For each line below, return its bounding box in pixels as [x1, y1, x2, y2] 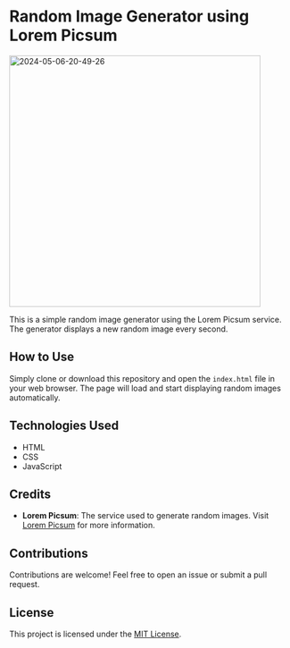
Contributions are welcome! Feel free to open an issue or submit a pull [9, 569, 268, 580]
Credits [9, 486, 52, 501]
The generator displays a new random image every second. [9, 324, 228, 334]
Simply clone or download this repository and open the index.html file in [9, 373, 275, 383]
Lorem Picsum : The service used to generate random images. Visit [21, 510, 269, 521]
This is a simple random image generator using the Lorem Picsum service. [9, 314, 283, 324]
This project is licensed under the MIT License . [9, 628, 182, 639]
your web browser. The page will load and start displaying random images [9, 383, 281, 393]
